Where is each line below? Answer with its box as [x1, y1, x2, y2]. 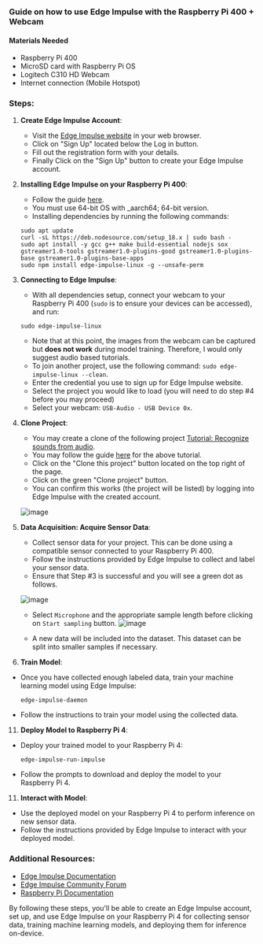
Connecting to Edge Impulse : [20, 275, 117, 285]
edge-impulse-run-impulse [20, 756, 105, 764]
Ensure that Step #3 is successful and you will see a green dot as [31, 572, 243, 581]
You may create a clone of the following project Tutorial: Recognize [31, 434, 250, 443]
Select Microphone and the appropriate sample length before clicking [31, 610, 254, 620]
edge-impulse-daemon [20, 696, 88, 705]
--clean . [81, 369, 108, 379]
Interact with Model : [20, 794, 88, 803]
